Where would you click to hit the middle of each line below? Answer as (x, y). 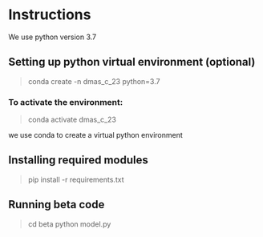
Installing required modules (78, 161)
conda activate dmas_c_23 (72, 120)
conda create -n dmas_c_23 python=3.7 (94, 81)
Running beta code (57, 205)
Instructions (50, 15)
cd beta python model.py (69, 224)
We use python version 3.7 (53, 37)
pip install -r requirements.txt (76, 179)
